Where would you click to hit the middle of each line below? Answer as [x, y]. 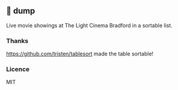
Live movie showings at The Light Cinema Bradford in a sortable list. [89, 25]
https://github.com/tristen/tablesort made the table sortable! [80, 54]
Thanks [17, 41]
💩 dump [21, 11]
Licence [18, 69]
